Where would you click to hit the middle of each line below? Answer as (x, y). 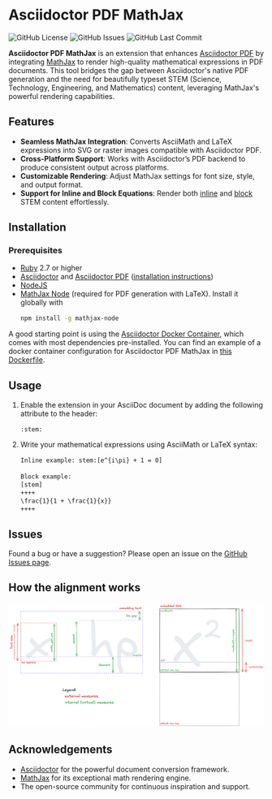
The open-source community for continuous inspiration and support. (135, 786)
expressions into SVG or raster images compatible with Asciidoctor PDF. (141, 150)
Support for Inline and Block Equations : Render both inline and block (136, 193)
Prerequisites (35, 251)
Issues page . (30, 562)
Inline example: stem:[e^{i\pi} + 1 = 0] (91, 460)
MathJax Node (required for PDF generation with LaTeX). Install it (129, 294)
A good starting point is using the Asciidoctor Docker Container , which (126, 334)
